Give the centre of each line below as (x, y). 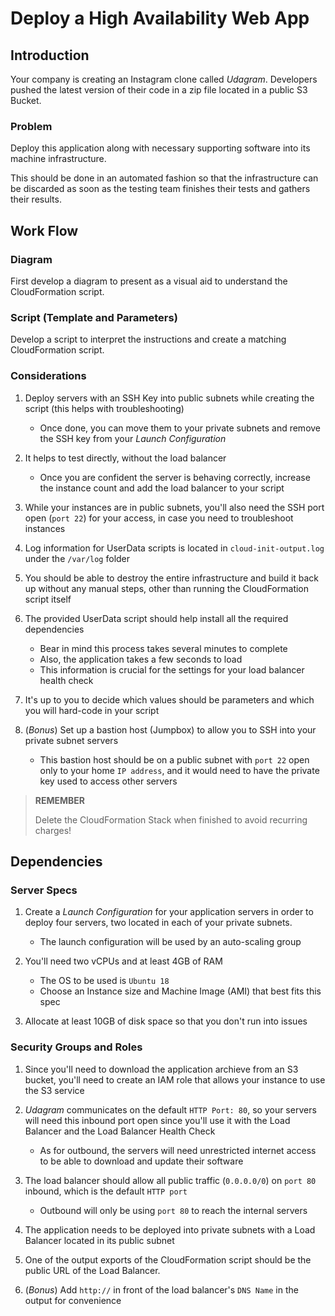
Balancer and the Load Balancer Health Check (120, 1131)
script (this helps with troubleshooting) (104, 408)
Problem (31, 126)
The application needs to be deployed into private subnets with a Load (170, 1229)
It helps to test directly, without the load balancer (125, 458)
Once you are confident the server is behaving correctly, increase (175, 477)
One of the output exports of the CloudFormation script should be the (168, 1259)
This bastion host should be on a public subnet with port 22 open (174, 759)
